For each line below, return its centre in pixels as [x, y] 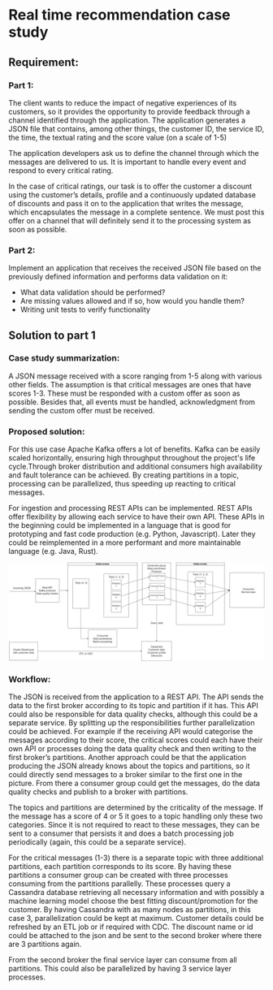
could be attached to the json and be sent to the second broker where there [135, 936]
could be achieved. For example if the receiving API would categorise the [131, 732]
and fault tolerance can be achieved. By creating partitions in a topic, [124, 475]
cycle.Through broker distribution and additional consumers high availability [135, 467]
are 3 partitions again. [45, 945]
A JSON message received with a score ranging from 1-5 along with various [135, 376]
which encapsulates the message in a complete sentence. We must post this [136, 212]
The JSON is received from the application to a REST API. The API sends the [136, 697]
